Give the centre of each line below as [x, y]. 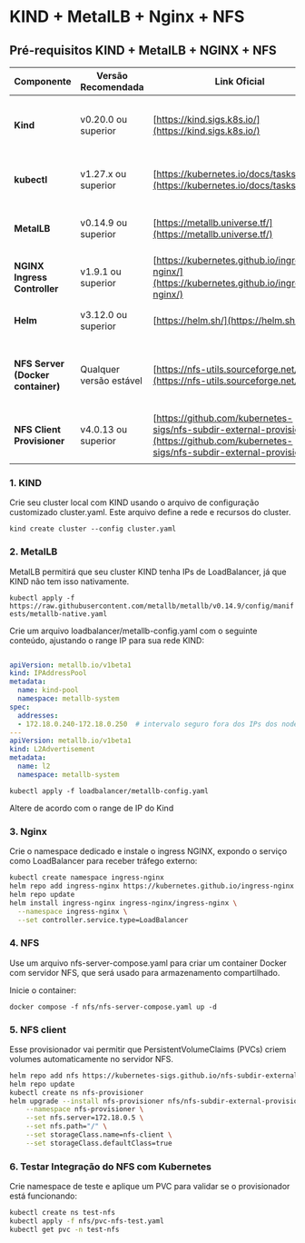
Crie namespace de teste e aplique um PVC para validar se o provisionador [150, 1187]
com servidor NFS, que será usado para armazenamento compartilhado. [145, 972]
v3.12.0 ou [104, 315]
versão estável [111, 381]
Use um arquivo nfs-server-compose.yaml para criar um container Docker [148, 963]
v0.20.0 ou [104, 119]
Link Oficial [240, 81]
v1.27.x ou [103, 174]
